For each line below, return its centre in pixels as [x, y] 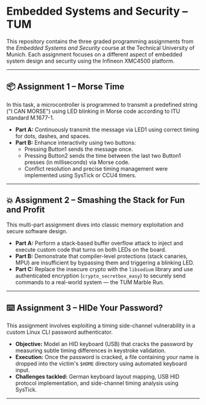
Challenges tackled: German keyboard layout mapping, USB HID [97, 377]
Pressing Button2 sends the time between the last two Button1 [103, 155]
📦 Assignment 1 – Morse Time [65, 87]
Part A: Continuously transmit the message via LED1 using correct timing [107, 129]
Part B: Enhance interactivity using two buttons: [75, 142]
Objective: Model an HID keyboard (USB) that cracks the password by [104, 344]
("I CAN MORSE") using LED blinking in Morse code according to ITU [93, 111]
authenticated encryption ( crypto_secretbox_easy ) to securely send [100, 276]
